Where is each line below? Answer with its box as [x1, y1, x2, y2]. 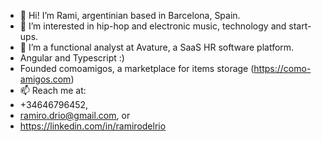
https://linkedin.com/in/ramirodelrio [19, 120, 167, 132]
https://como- [253, 63, 312, 74]
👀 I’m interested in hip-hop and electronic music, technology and [19, 20, 287, 32]
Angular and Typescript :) [19, 52, 125, 64]
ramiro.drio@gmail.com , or [19, 110, 131, 121]
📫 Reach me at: [19, 85, 87, 96]
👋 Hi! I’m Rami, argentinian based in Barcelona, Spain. [19, 10, 241, 21]
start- [288, 20, 312, 32]
